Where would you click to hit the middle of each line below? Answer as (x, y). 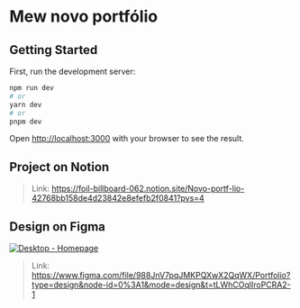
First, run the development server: (73, 71)
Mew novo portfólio (84, 17)
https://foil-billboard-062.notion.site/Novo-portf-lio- (148, 189)
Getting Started (54, 50)
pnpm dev (26, 122)
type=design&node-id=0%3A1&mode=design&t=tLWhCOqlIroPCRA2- (161, 285)
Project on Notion (59, 167)
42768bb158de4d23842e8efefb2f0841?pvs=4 (118, 198)
